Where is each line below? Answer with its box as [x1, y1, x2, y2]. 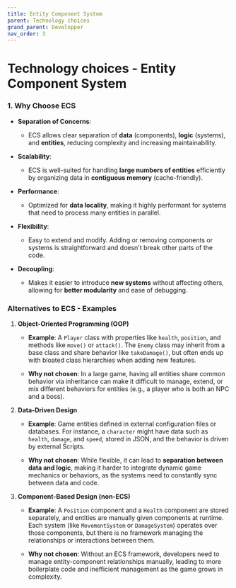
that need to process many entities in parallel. [28, 208, 161, 217]
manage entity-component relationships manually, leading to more [28, 558, 221, 566]
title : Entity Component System [7, 10, 102, 18]
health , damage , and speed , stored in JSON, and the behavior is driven [28, 435, 229, 443]
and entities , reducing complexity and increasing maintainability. [28, 138, 217, 147]
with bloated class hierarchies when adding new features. [28, 356, 196, 365]
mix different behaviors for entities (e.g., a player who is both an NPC [28, 385, 230, 393]
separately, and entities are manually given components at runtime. [28, 514, 224, 522]
